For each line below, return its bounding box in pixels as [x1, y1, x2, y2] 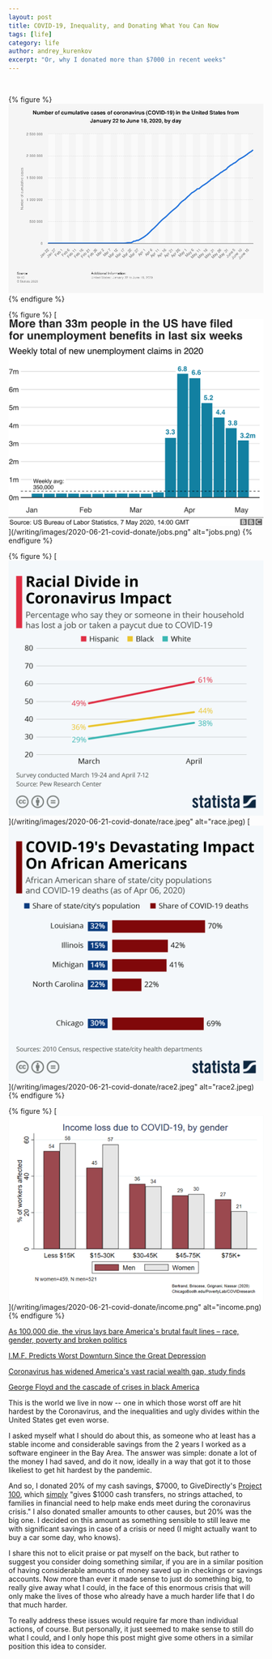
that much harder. [8, 1600, 68, 1610]
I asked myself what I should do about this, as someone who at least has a [8, 1431, 257, 1440]
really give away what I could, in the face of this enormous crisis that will [8, 1582, 251, 1592]
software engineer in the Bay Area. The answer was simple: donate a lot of [8, 1448, 257, 1457]
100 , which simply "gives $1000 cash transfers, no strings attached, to [8, 1489, 243, 1499]
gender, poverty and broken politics [8, 1335, 128, 1345]
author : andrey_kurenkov [8, 47, 92, 56]
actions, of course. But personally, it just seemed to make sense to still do [8, 1624, 254, 1634]
